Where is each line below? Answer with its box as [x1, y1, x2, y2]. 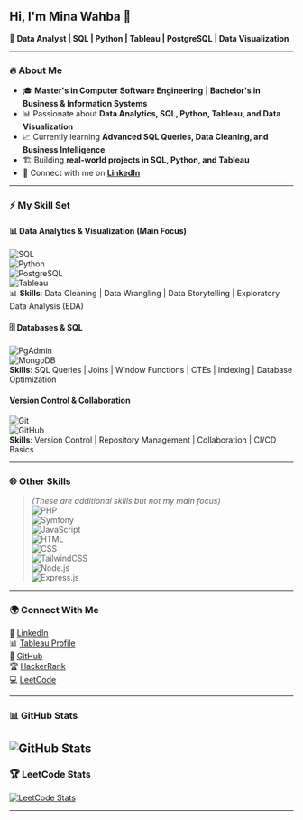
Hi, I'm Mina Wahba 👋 [9, 9, 132, 24]
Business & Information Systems [22, 98, 148, 109]
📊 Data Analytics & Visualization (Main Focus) [9, 225, 188, 236]
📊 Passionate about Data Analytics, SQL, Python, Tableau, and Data [22, 108, 281, 119]
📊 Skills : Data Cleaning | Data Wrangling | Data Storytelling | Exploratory [9, 288, 280, 299]
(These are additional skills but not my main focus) [31, 495, 221, 506]
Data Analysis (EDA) [9, 301, 84, 312]
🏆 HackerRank [9, 661, 66, 672]
